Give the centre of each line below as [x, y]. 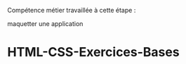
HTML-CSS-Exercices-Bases [94, 52]
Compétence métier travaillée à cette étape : [72, 10]
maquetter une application [45, 24]
